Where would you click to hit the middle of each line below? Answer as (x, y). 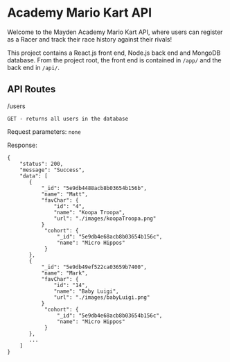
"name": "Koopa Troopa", (90, 212)
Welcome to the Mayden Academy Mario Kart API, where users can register (115, 32)
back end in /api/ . (34, 67)
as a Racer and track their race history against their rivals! (89, 39)
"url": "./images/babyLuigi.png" (102, 297)
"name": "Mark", (65, 273)
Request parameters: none (44, 131)
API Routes (32, 89)
